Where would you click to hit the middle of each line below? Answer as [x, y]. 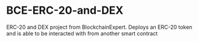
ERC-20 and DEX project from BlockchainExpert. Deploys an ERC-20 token [99, 27]
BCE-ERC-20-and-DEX [65, 10]
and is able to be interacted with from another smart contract [82, 33]
